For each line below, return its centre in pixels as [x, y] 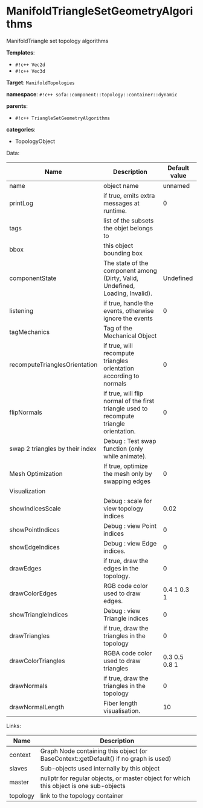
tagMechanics [30, 332]
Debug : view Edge [130, 543]
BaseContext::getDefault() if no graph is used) [106, 758]
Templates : [21, 52]
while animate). [125, 456]
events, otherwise [129, 310]
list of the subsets [129, 221]
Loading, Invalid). [128, 293]
